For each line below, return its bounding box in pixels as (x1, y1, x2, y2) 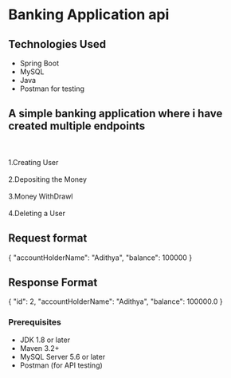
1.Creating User (8, 157, 59, 167)
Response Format (8, 276, 98, 289)
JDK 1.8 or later (19, 335, 70, 345)
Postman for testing (19, 84, 85, 93)
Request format (8, 231, 88, 245)
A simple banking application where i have (8, 107, 223, 120)
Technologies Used (8, 37, 106, 51)
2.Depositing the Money (8, 174, 88, 184)
